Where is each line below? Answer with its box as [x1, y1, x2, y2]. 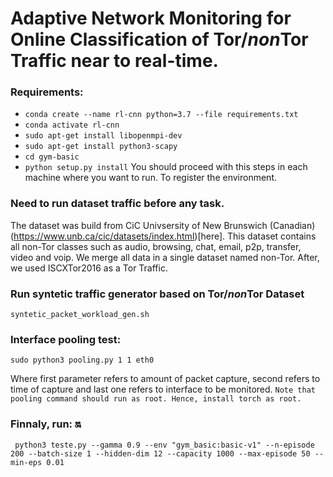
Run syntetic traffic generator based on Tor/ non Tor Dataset [10, 287, 305, 301]
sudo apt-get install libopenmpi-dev [24, 131, 183, 141]
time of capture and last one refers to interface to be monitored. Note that [10, 383, 316, 396]
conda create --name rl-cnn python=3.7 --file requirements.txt [24, 110, 299, 120]
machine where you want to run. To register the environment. [24, 172, 277, 184]
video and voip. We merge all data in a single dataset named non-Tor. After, [10, 251, 320, 263]
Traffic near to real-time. [10, 50, 219, 72]
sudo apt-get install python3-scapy [24, 142, 178, 152]
